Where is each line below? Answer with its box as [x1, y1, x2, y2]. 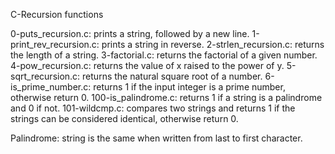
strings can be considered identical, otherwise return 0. [10, 113, 239, 124]
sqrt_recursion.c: [10, 70, 81, 82]
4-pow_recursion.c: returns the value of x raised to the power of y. [10, 60, 285, 71]
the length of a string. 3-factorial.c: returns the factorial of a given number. [10, 49, 318, 61]
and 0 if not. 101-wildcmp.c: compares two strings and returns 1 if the [10, 102, 296, 114]
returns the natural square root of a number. [82, 70, 263, 82]
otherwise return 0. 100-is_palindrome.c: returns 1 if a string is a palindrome [10, 92, 323, 103]
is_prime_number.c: [10, 81, 92, 93]
